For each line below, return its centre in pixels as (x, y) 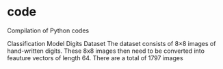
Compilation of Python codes (48, 30)
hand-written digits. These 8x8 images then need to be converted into (106, 51)
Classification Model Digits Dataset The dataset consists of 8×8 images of (112, 43)
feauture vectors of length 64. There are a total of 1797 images (95, 57)
